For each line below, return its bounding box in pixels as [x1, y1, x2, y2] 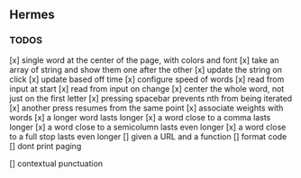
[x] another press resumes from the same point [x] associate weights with [9, 102, 284, 113]
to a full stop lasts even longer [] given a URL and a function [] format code [9, 130, 287, 142]
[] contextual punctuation [9, 157, 104, 169]
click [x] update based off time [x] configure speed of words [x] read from [9, 74, 285, 85]
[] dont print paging [9, 140, 82, 151]
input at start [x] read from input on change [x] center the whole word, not [9, 83, 285, 93]
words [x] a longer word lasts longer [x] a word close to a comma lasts [9, 111, 271, 122]
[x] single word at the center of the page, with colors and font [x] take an [9, 54, 279, 66]
